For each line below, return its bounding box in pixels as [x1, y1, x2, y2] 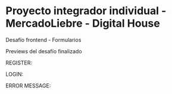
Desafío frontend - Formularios [5, 36, 82, 43]
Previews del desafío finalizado [5, 47, 82, 54]
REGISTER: [5, 59, 33, 66]
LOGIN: [5, 70, 24, 77]
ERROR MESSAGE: [5, 82, 51, 89]
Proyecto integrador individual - [5, 4, 167, 18]
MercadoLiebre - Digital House [5, 17, 160, 30]
